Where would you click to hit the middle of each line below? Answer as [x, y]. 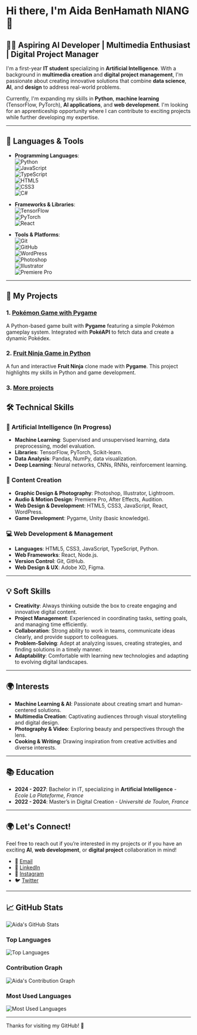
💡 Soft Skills [28, 592]
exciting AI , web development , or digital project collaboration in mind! [91, 850]
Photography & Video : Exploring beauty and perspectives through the [99, 728]
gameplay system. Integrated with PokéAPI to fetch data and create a [90, 332]
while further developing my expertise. [53, 117]
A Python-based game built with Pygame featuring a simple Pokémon [90, 325]
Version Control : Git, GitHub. [50, 561]
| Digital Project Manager [52, 54]
